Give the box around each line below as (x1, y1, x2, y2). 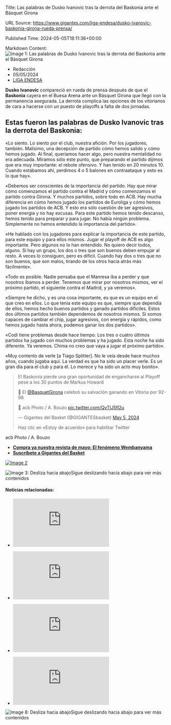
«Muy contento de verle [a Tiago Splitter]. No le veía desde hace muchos (5, 352, 160, 359)
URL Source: (5, 20, 32, 26)
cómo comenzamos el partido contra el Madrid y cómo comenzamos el (5, 188, 156, 194)
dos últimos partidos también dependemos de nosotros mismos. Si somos (5, 311, 162, 317)
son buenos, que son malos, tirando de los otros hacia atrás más (5, 258, 142, 264)
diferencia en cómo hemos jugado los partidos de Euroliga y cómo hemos (5, 199, 161, 205)
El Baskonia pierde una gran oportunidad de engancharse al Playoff (17, 373, 160, 379)
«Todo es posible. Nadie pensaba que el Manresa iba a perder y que (5, 274, 149, 280)
